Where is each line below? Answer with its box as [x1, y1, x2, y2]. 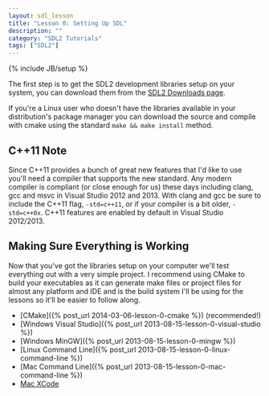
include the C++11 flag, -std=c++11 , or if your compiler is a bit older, [8, 198, 231, 209]
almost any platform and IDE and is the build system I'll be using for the [8, 286, 243, 296]
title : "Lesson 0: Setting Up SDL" [8, 19, 128, 27]
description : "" [8, 27, 63, 35]
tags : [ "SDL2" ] [8, 42, 59, 50]
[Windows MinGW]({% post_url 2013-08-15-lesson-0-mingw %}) [19, 336, 236, 345]
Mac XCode [19, 378, 59, 388]
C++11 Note [8, 144, 67, 157]
